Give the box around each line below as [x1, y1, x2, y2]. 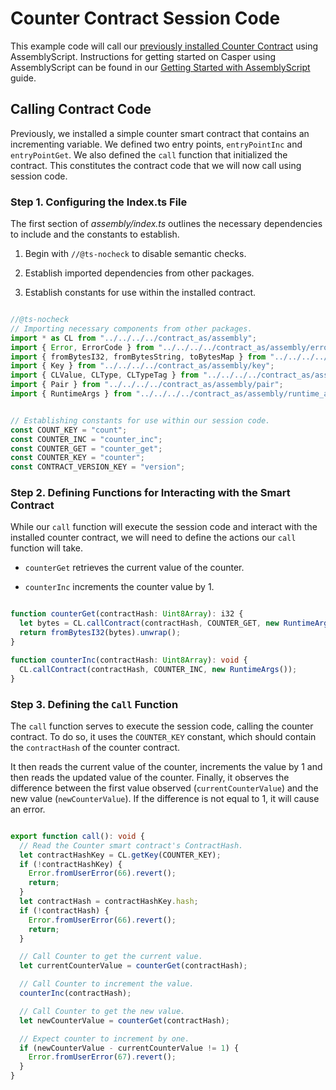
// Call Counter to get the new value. [19, 1006, 186, 1016]
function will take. [10, 542, 83, 554]
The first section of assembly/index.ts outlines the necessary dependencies [10, 218, 323, 230]
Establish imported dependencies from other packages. [24, 267, 255, 279]
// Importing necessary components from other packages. [10, 323, 253, 334]
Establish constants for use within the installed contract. [24, 287, 257, 299]
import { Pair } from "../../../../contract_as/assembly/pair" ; [10, 380, 284, 390]
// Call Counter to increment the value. [19, 979, 195, 989]
